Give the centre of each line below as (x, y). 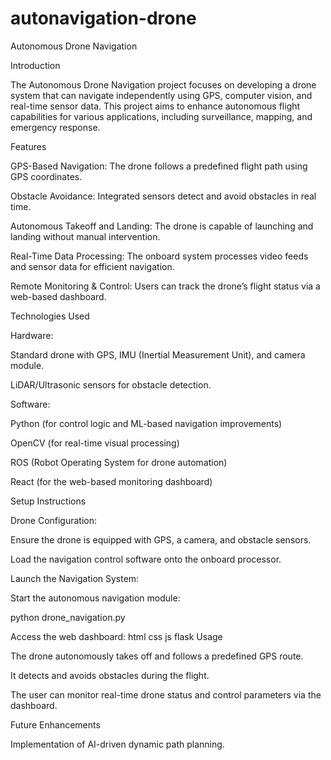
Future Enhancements (55, 724)
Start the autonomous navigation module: (95, 598)
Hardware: (32, 335)
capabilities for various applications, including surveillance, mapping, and (161, 116)
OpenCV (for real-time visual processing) (95, 443)
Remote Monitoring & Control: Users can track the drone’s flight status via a (165, 286)
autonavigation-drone (103, 18)
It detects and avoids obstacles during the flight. (110, 675)
